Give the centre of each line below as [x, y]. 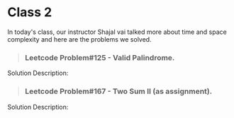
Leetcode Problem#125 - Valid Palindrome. [100, 57]
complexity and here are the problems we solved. [79, 39]
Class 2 [30, 12]
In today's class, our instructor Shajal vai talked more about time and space [117, 32]
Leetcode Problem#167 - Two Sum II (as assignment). [118, 91]
